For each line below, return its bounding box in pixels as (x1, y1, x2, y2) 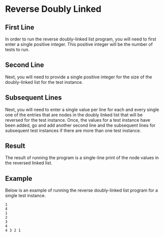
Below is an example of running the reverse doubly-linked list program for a (5, 187, 158, 193)
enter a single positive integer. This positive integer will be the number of (5, 41, 153, 47)
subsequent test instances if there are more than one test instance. (5, 127, 141, 134)
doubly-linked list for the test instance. (5, 79, 83, 85)
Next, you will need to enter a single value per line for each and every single (5, 106, 159, 112)
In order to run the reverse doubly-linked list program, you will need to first (5, 36, 157, 42)
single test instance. (5, 193, 46, 199)
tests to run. (5, 47, 30, 52)
